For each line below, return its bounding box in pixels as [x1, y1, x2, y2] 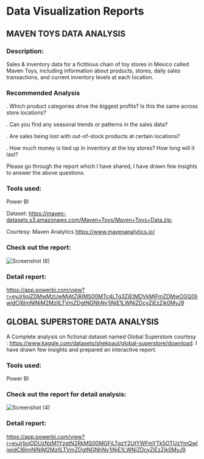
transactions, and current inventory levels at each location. [6, 73, 154, 80]
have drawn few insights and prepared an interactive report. [6, 346, 157, 353]
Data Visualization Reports [6, 4, 144, 18]
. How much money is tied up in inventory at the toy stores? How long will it [6, 144, 195, 152]
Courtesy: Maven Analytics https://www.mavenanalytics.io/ [6, 228, 155, 236]
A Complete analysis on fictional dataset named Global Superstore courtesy [6, 333, 197, 340]
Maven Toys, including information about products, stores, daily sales [6, 67, 181, 74]
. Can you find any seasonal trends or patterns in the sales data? [6, 121, 168, 128]
